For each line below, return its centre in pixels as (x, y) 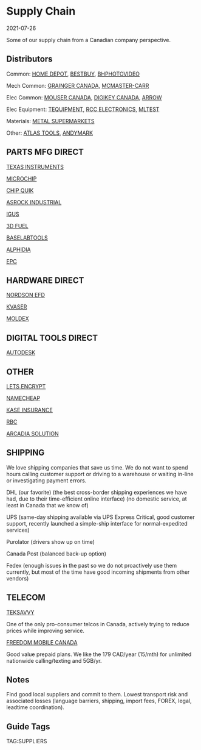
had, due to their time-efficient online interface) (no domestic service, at (97, 499)
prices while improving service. (46, 630)
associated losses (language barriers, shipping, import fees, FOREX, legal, (99, 701)
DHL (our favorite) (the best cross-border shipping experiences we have (97, 492)
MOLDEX (18, 319)
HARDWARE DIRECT (45, 280)
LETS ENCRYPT (26, 386)
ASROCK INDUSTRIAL (34, 202)
